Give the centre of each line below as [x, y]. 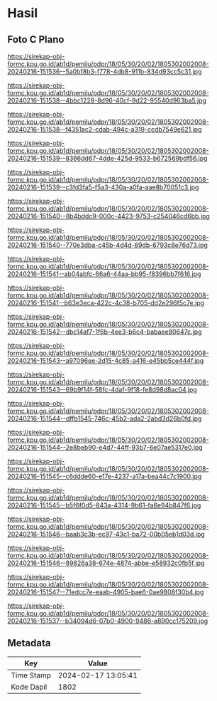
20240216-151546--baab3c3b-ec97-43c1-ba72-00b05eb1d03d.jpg [106, 534]
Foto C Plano [36, 39]
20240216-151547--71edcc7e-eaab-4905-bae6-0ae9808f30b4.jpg [106, 592]
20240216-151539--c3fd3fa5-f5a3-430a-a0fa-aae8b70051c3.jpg [103, 187]
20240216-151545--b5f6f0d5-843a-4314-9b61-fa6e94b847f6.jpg [104, 505]
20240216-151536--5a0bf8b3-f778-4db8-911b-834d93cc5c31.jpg [105, 72]
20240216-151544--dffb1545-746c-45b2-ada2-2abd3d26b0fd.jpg [105, 418]
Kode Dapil [29, 687]
